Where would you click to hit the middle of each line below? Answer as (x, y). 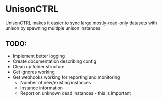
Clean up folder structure (38, 66)
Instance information (41, 88)
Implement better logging (39, 56)
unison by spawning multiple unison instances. (53, 28)
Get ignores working (34, 72)
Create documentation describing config (54, 61)
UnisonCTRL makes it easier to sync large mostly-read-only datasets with (81, 23)
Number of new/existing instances (55, 82)
